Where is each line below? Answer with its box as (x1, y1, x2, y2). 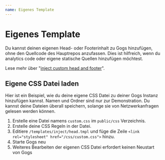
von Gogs (12, 150, 32, 156)
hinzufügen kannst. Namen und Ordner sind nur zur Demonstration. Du (5, 98, 150, 104)
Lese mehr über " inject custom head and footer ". (5, 65, 105, 71)
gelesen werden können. (5, 108, 56, 114)
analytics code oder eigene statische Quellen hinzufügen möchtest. (5, 55, 143, 61)
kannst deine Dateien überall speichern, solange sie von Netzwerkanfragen (5, 103, 159, 109)
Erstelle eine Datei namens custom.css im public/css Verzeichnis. (12, 118, 146, 124)
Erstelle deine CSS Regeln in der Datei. (12, 123, 92, 129)
